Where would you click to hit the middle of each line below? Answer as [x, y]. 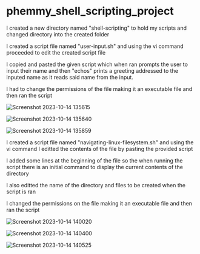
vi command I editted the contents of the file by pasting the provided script [100, 149]
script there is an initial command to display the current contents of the [95, 167]
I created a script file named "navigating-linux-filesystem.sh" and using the [100, 142]
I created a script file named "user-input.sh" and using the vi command [95, 46]
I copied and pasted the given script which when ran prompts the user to [97, 64]
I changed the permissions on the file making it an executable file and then [99, 203]
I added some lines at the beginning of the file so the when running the [95, 160]
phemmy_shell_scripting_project [90, 11]
